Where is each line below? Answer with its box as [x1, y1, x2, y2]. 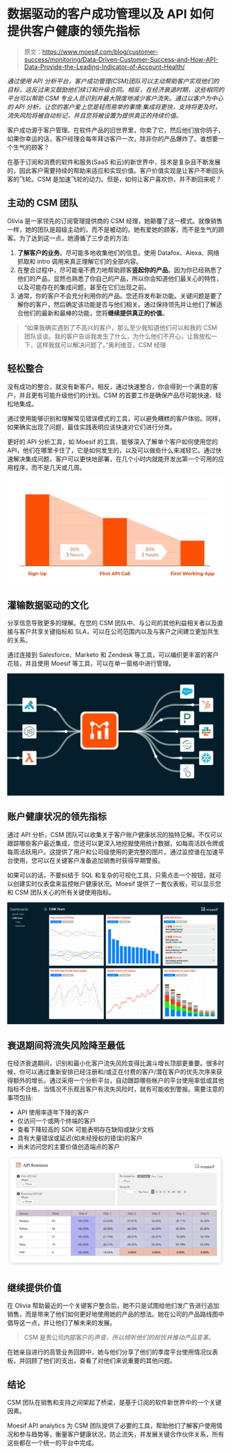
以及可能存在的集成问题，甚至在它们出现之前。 [17, 283, 150, 291]
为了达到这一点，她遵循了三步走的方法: [19, 233, 130, 242]
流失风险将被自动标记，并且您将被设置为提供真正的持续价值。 [7, 111, 182, 119]
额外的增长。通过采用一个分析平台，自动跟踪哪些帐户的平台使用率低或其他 [12, 1076, 224, 1085]
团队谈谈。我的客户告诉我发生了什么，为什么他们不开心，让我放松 [23, 332, 211, 340]
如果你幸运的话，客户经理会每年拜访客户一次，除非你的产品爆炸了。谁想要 [7, 134, 218, 143]
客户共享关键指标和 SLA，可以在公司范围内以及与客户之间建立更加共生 [19, 627, 220, 636]
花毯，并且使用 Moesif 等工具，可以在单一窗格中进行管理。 [7, 659, 176, 668]
